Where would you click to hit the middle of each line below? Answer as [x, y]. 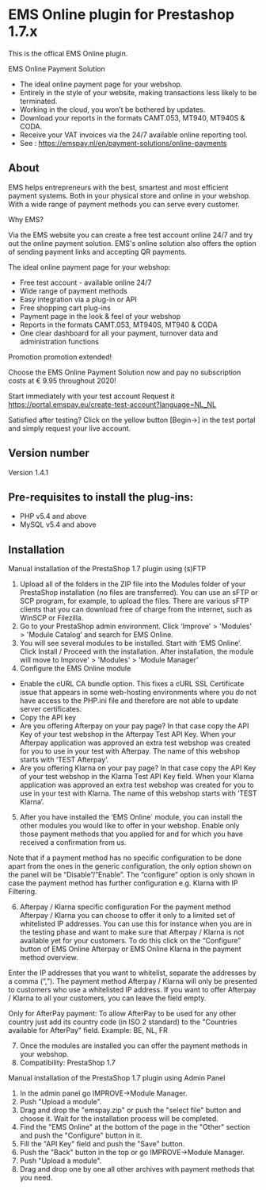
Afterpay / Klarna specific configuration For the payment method [125, 907]
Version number [49, 453]
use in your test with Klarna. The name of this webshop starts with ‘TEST [138, 793]
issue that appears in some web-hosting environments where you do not [138, 693]
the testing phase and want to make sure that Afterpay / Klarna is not [132, 932]
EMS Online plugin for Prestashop [122, 15]
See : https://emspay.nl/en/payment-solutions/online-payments [123, 143]
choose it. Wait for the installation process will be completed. [119, 1119]
